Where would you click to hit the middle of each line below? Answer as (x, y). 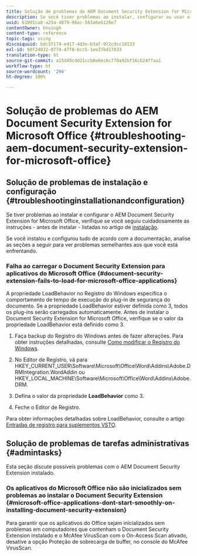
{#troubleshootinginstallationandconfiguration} (96, 201)
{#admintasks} (34, 453)
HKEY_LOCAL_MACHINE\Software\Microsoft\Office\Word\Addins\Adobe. (103, 378)
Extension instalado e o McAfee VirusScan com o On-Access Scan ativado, (97, 535)
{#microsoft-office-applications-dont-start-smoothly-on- (91, 503)
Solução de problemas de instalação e (77, 182)
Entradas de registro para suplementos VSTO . (61, 425)
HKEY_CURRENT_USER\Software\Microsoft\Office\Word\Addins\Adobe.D (103, 366)
